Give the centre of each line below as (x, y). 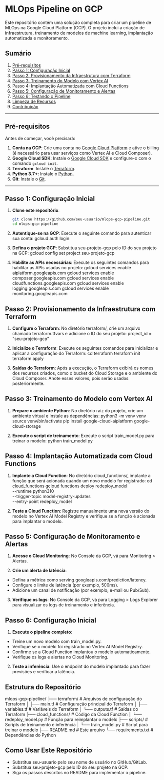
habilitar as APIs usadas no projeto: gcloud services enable (72, 268)
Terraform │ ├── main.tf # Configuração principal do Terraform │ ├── (76, 704)
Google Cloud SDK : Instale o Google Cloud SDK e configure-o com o (82, 158)
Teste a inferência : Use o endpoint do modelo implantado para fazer (81, 666)
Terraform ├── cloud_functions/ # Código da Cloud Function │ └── (73, 714)
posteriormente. (28, 383)
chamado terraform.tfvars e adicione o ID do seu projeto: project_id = (82, 333)
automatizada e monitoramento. (37, 38)
